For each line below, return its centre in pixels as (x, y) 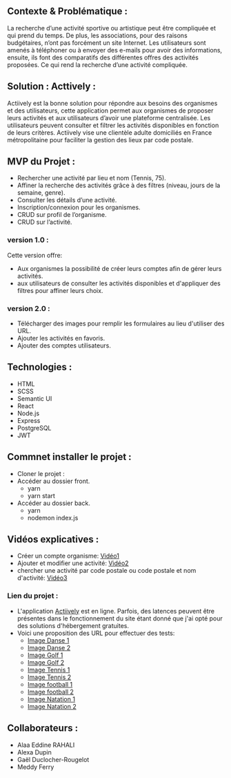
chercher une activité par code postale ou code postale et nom (107, 571)
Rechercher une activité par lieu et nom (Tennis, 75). (92, 178)
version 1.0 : (28, 240)
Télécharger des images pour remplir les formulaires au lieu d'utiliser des (121, 323)
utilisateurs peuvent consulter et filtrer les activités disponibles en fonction (113, 125)
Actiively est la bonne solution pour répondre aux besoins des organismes (112, 103)
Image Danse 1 (48, 640)
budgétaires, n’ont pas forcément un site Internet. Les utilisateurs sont (107, 42)
